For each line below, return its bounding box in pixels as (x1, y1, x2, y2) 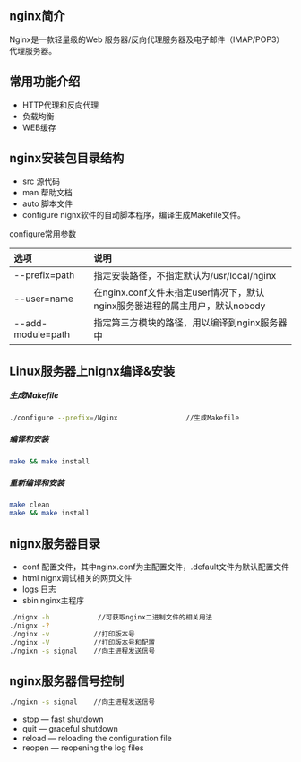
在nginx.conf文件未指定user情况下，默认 (93, 286, 265, 299)
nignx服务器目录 (9, 536, 101, 551)
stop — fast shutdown (21, 714, 105, 724)
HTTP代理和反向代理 (21, 100, 99, 110)
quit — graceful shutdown (21, 723, 118, 734)
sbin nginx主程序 (21, 595, 85, 606)
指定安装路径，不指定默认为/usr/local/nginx (93, 270, 277, 282)
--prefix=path (13, 269, 75, 281)
